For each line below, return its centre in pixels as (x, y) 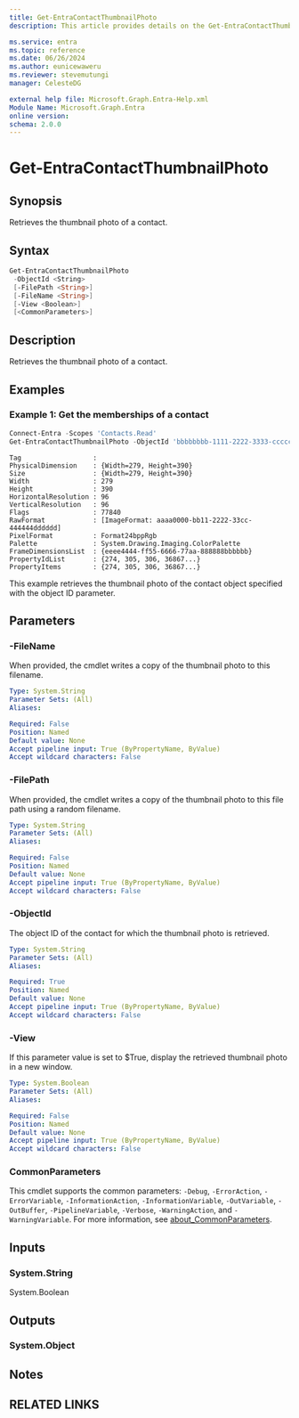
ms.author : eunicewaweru (55, 67)
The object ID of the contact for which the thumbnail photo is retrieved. (139, 933)
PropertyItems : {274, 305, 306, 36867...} (105, 566)
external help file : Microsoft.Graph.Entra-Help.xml (109, 99)
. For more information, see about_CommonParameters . (171, 1219)
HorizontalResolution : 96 (59, 497)
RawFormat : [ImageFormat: (81, 520)
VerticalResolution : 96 (59, 504)
